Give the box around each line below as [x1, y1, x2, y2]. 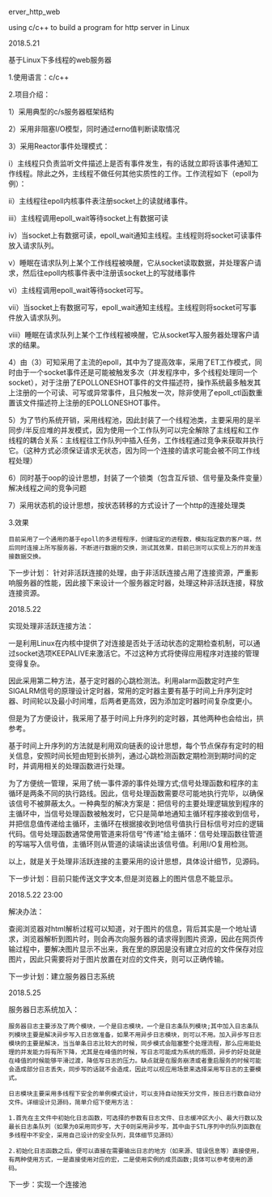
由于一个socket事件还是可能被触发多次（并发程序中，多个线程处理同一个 [15, 368, 257, 377]
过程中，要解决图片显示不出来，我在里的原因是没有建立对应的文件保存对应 [15, 945, 264, 954]
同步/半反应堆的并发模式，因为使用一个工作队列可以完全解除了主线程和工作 [8, 425, 260, 435]
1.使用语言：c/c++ [8, 72, 70, 82]
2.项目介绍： [8, 89, 51, 99]
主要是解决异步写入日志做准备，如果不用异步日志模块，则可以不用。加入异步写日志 [26, 1031, 261, 1039]
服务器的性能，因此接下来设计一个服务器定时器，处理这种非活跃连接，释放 [15, 578, 264, 588]
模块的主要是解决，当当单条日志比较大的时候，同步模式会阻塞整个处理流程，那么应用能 [8, 1040, 256, 1048]
